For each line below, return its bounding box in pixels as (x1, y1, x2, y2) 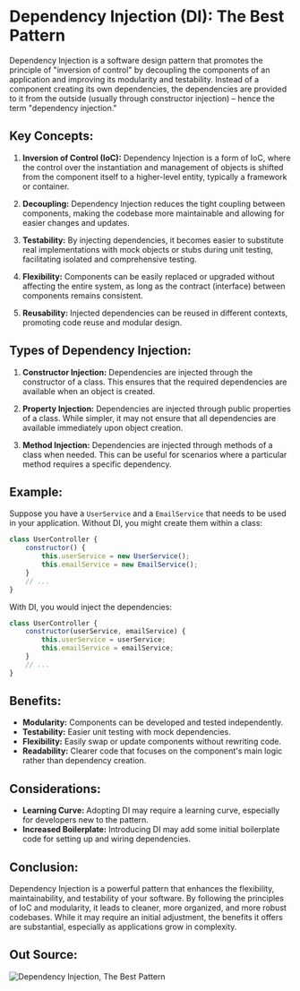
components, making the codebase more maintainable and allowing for (21, 208, 285, 219)
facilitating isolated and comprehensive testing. (21, 254, 197, 264)
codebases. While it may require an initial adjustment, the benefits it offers (9, 912, 284, 923)
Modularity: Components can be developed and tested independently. (21, 717, 284, 728)
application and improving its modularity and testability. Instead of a (9, 73, 260, 84)
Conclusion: (9, 859, 79, 875)
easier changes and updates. (21, 217, 130, 228)
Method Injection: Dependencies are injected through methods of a (21, 439, 273, 450)
